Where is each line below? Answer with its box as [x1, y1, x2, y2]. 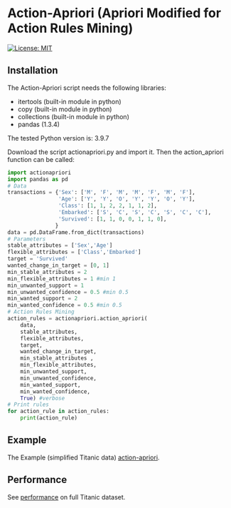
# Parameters [7, 235, 46, 243]
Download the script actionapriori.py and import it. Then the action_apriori [7, 148, 224, 156]
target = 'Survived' [7, 255, 69, 263]
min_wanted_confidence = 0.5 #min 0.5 [7, 302, 122, 309]
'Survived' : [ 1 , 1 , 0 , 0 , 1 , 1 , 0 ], [58, 215, 167, 223]
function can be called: [7, 155, 75, 163]
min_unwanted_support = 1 [7, 282, 84, 289]
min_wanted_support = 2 [7, 295, 78, 303]
